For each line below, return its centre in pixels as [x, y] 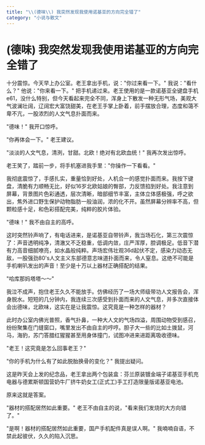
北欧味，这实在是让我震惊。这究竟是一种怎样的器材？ [99, 307]
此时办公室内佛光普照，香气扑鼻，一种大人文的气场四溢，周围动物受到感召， [103, 320]
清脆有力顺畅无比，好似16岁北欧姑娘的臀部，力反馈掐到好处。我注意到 [105, 186]
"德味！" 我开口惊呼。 [34, 127]
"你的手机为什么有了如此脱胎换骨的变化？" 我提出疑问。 [76, 361]
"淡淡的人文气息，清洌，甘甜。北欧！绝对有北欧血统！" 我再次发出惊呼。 [98, 153]
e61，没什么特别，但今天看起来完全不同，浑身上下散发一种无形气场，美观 [99, 98]
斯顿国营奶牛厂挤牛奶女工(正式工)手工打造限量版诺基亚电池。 [110, 382]
